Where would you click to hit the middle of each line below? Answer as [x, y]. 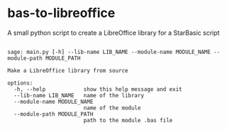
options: [20, 83]
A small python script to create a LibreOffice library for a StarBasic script [113, 33]
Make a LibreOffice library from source [68, 70]
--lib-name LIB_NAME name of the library [79, 95]
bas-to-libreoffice [61, 13]
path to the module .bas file [128, 120]
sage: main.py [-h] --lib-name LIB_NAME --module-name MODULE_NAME [109, 52]
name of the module [112, 108]
